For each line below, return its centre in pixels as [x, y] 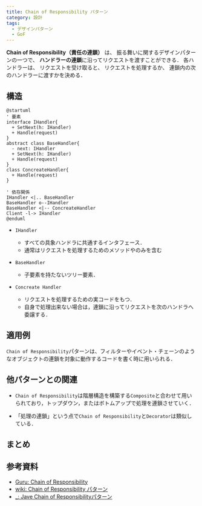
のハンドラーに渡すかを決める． [46, 75]
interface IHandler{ [32, 122]
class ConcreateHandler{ [37, 170]
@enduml [16, 219]
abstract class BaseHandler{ [43, 143]
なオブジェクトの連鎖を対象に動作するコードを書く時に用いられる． [91, 359]
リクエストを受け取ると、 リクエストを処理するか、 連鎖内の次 [117, 68]
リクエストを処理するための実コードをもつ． [80, 299]
